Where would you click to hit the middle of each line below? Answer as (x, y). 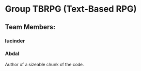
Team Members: (30, 27)
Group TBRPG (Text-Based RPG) (71, 9)
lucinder (15, 41)
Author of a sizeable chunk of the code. (45, 64)
